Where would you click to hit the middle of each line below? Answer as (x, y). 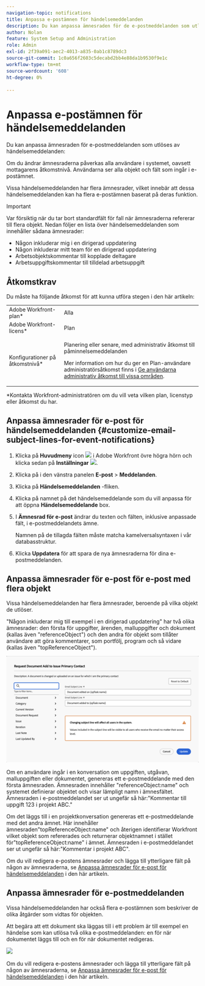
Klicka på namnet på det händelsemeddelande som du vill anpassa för (103, 498)
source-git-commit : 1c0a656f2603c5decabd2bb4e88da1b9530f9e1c (87, 58)
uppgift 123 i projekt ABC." (39, 804)
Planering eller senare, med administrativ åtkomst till (129, 345)
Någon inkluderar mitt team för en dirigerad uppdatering (86, 250)
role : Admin (21, 45)
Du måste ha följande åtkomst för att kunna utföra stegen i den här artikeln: (101, 296)
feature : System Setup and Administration (61, 39)
